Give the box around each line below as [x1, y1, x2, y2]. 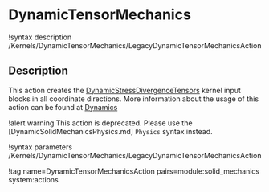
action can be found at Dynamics [8, 102, 118, 112]
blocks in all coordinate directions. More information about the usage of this [8, 94, 259, 104]
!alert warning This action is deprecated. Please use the [8, 118, 193, 128]
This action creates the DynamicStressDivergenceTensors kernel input [8, 85, 241, 95]
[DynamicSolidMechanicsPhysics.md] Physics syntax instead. [8, 126, 213, 136]
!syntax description [8, 32, 72, 42]
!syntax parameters [8, 142, 73, 152]
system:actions [8, 174, 59, 184]
